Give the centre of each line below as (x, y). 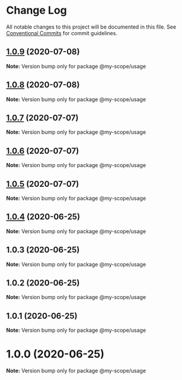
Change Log (36, 10)
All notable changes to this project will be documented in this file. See (91, 27)
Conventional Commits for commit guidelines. (62, 33)
